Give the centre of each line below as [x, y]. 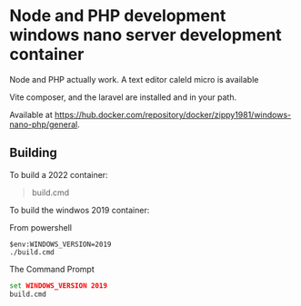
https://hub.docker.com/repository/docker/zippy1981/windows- [173, 114]
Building [33, 153]
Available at [31, 114]
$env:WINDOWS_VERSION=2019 [60, 244]
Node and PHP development [118, 16]
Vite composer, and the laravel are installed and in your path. [123, 97]
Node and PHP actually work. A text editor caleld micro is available [134, 79]
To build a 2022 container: [59, 174]
